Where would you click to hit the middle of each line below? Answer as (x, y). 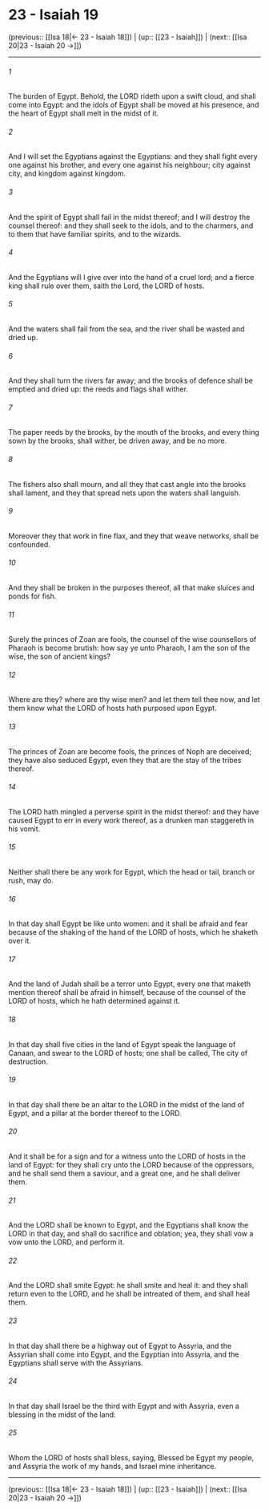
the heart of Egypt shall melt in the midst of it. (83, 113)
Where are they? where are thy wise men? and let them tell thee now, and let (134, 700)
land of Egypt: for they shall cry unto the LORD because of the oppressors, (131, 1165)
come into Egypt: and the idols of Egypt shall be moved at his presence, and (134, 105)
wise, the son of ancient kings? (59, 656)
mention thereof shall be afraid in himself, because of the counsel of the (127, 992)
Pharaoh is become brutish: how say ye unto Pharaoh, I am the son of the (129, 648)
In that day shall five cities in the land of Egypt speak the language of (122, 1044)
